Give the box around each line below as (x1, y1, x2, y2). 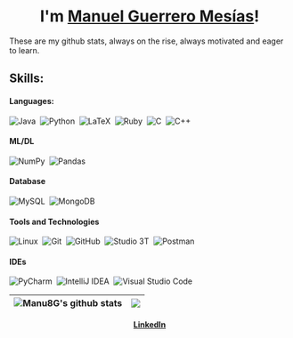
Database (9, 176, 46, 187)
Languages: (9, 95, 55, 106)
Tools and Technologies (9, 216, 100, 227)
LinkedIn (133, 319, 167, 330)
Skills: (9, 71, 45, 86)
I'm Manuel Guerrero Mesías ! (39, 6, 260, 27)
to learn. (9, 44, 40, 55)
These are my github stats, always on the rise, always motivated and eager (9, 36, 284, 46)
